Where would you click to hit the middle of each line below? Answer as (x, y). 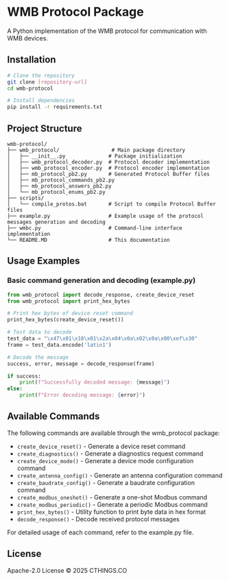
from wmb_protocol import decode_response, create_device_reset (101, 295)
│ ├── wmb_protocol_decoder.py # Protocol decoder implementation (109, 162)
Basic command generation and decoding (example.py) (101, 280)
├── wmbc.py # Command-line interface (95, 228)
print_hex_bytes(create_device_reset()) (66, 320)
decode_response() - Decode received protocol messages (98, 519)
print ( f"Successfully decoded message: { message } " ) (95, 382)
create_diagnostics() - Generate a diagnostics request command (110, 454)
